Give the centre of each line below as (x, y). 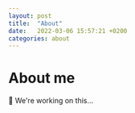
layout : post (30, 16)
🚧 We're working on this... (51, 101)
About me (42, 78)
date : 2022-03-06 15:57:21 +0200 (68, 31)
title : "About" (35, 23)
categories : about (39, 38)
